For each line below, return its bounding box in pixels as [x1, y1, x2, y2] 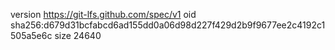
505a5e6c [10, 30, 53, 41]
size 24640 [54, 30, 102, 41]
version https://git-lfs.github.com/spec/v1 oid [10, 9, 197, 20]
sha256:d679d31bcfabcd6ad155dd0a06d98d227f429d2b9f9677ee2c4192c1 [10, 19, 326, 31]
